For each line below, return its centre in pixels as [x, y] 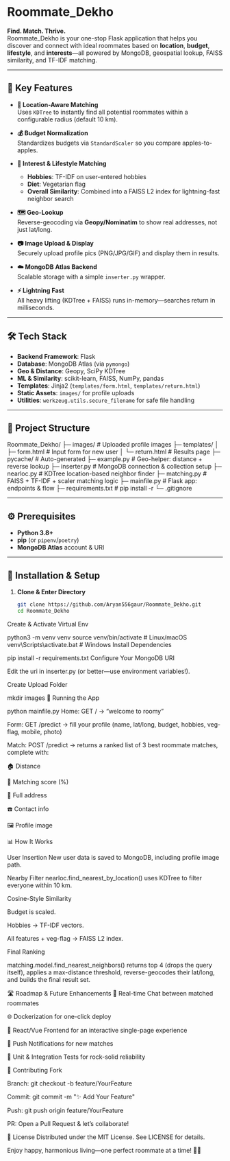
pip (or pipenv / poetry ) [48, 540]
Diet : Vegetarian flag [56, 184]
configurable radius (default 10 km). [67, 119]
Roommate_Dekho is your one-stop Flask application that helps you [102, 38]
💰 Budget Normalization [52, 133]
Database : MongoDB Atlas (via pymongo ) [73, 364]
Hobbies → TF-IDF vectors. [46, 925]
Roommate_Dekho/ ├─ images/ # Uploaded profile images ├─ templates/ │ [113, 445]
